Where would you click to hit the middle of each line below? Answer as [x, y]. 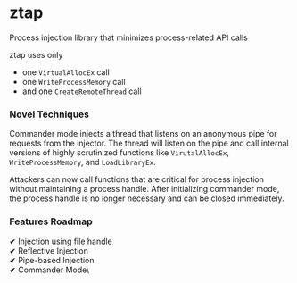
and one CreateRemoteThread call [82, 91]
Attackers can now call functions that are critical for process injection [137, 179]
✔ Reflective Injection [49, 250]
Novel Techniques [49, 114]
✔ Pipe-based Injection [52, 260]
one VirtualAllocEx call [66, 72]
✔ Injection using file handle [61, 241]
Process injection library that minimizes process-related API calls [128, 37]
